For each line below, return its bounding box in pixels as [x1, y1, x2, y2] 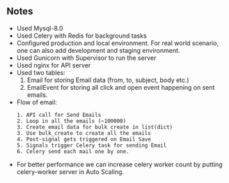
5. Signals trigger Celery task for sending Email [16, 142, 167, 149]
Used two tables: [16, 68, 65, 77]
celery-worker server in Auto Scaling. [16, 167, 125, 176]
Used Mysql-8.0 [16, 24, 63, 32]
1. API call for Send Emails [16, 111, 102, 118]
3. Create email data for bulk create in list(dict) [16, 123, 173, 131]
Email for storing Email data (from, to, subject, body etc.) [26, 76, 189, 84]
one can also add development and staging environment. [16, 46, 180, 54]
